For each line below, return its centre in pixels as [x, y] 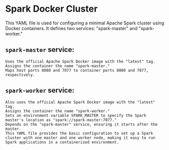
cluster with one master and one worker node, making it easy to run [80, 138]
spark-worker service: [40, 90]
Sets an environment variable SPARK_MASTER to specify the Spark [76, 115]
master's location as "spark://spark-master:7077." [61, 120]
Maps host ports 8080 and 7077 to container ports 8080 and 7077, [77, 70]
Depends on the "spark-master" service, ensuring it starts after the [81, 124]
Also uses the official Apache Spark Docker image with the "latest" [80, 102]
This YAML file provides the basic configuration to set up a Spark [79, 133]
